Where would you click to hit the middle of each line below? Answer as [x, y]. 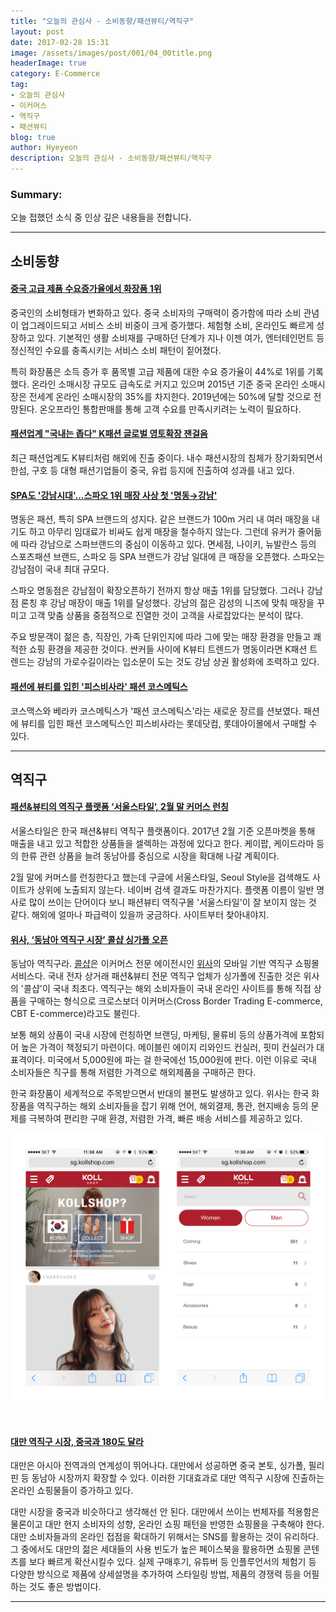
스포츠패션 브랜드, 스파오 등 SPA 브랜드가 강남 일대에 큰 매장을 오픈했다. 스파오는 [167, 557]
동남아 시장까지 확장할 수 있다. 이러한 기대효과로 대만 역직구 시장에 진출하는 [178, 1478]
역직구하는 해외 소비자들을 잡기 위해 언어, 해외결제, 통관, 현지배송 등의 [172, 1106]
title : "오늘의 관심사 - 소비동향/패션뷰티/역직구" [102, 21]
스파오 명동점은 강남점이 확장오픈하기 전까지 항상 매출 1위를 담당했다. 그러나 [157, 591]
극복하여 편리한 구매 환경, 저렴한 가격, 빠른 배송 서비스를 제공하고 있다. [165, 1119]
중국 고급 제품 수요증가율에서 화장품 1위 [86, 289]
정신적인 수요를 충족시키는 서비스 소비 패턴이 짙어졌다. [116, 350]
